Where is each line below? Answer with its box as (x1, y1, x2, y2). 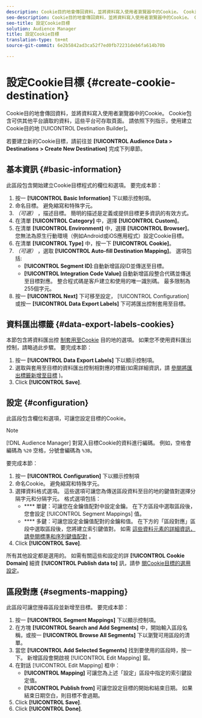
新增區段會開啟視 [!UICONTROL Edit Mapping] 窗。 (26, 654, 153, 661)
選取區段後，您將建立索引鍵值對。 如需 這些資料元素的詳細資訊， (34, 526, 196, 533)
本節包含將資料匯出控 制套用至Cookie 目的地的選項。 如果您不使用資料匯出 (6, 336, 192, 344)
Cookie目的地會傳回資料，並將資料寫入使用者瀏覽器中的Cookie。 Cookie (6, 109, 186, 116)
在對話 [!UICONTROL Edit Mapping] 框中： (14, 662, 120, 669)
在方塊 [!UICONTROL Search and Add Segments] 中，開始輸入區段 (14, 624, 183, 631)
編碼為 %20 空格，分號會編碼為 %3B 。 (6, 447, 96, 454)
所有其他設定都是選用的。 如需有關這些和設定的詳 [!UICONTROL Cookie (6, 552, 185, 559)
